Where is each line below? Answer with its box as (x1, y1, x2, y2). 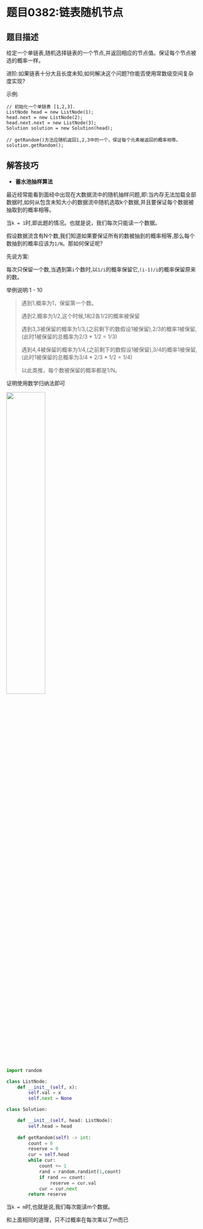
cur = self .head (28, 1151, 69, 1158)
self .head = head (28, 1123, 72, 1129)
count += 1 (38, 1163, 67, 1169)
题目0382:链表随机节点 (6, 6, 124, 20)
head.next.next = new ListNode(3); (6, 120, 97, 126)
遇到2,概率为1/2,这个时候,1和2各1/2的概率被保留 (21, 312, 140, 320)
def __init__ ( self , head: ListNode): (17, 1118, 113, 1124)
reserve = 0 (28, 1146, 59, 1152)
